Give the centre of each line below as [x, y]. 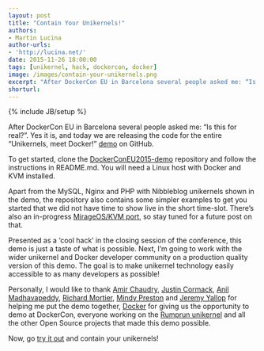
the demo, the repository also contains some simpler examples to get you [128, 200]
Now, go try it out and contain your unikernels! [84, 338]
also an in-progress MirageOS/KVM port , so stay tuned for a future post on [130, 217]
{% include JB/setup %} [47, 112]
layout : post [30, 15]
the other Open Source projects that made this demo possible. [109, 323]
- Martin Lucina [35, 38]
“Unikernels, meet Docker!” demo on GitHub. [81, 144]
